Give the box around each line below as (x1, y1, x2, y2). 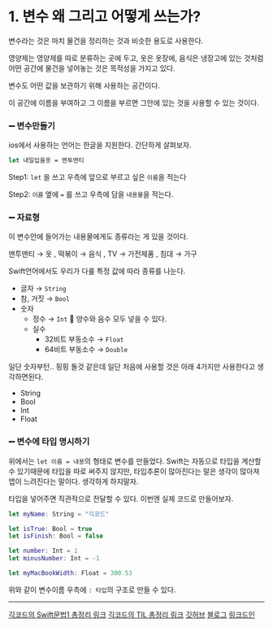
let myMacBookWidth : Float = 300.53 (8, 569, 132, 577)
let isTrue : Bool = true (8, 525, 93, 533)
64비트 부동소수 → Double (44, 345, 128, 355)
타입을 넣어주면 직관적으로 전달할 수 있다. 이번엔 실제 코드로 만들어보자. (8, 494, 234, 503)
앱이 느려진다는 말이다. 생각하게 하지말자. (8, 477, 139, 486)
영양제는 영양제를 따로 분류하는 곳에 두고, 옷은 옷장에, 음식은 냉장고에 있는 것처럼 (8, 53, 264, 63)
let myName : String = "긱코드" (8, 510, 110, 518)
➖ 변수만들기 (8, 120, 55, 131)
